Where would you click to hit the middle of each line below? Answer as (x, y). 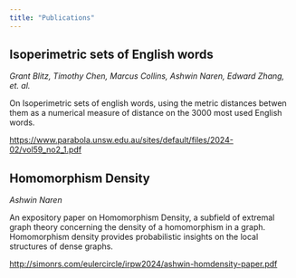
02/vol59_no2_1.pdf (46, 149)
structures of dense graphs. (61, 246)
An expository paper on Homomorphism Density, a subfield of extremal (142, 217)
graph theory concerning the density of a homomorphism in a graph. (138, 227)
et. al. (20, 86)
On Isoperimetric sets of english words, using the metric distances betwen (148, 103)
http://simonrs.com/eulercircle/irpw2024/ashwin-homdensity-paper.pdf (143, 264)
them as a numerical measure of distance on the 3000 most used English (146, 113)
